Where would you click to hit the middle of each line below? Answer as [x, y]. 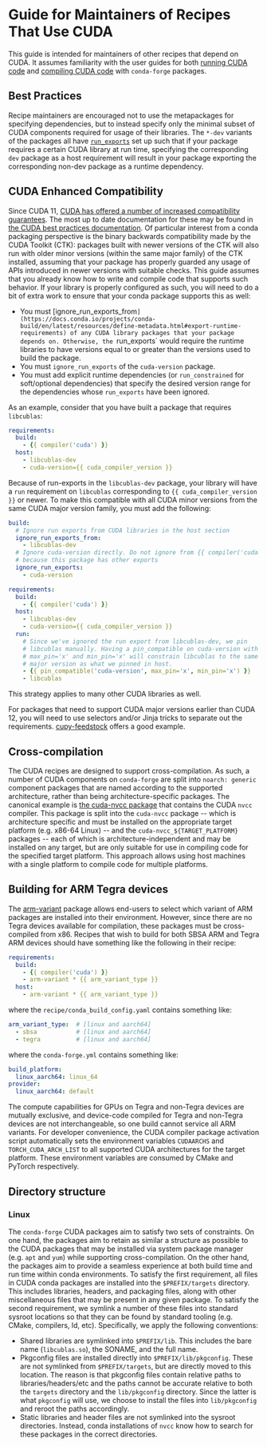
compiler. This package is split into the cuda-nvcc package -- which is [122, 813]
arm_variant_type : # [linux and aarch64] [80, 1025]
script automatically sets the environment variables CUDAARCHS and [116, 1141]
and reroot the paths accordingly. [75, 1409]
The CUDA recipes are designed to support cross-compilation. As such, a [129, 771]
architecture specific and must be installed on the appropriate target [120, 822]
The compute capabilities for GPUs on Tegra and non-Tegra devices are [126, 1107]
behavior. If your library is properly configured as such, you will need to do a [133, 287]
